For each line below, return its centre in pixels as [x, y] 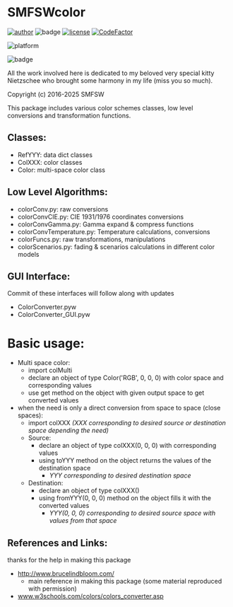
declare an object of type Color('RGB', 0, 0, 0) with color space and [126, 378]
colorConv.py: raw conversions [63, 209]
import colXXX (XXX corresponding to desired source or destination [127, 423]
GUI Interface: [39, 276]
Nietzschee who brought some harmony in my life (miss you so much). [110, 80]
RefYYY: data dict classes [55, 155]
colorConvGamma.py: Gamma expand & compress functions [106, 224]
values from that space [83, 521]
